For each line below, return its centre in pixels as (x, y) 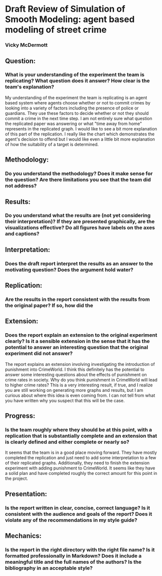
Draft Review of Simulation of (65, 9)
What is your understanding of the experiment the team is (75, 75)
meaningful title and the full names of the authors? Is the (73, 562)
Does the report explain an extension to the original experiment (81, 335)
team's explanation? (30, 87)
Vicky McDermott (26, 45)
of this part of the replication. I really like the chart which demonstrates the (80, 134)
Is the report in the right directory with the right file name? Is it (80, 550)
